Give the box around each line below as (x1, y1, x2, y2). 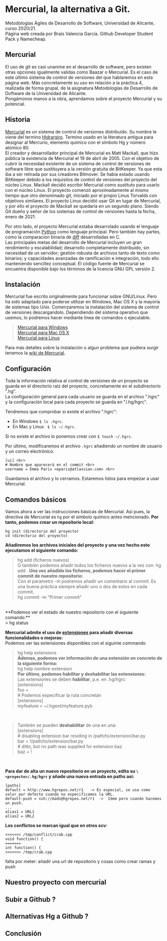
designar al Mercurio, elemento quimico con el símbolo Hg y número (5, 139, 146, 145)
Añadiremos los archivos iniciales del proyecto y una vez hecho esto (5, 542, 150, 548)
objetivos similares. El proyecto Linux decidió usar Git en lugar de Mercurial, (5, 197, 161, 203)
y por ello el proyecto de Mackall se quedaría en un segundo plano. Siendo (5, 203, 159, 209)
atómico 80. (5, 144, 30, 150)
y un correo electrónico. (5, 448, 55, 454)
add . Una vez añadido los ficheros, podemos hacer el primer (17, 568, 146, 573)
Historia (5, 115, 31, 124)
